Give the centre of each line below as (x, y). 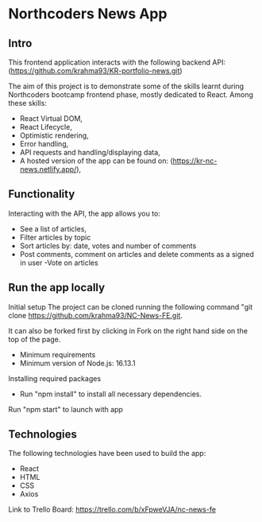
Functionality (42, 195)
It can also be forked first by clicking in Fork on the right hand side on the (128, 330)
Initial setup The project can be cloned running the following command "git (130, 306)
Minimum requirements (58, 354)
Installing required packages (55, 378)
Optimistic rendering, (54, 135)
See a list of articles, (53, 228)
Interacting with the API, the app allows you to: (85, 213)
